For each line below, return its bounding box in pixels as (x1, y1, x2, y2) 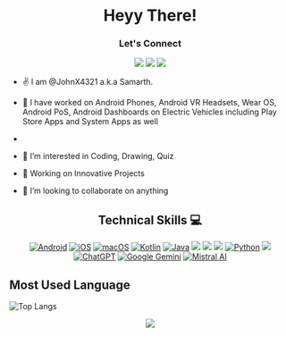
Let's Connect (119, 38, 181, 50)
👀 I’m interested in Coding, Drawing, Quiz (21, 151, 174, 162)
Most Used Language (9, 277, 131, 292)
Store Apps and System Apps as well (21, 116, 159, 127)
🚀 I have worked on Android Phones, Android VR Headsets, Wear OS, (21, 97, 277, 108)
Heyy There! (103, 5, 198, 26)
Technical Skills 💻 (97, 212, 203, 228)
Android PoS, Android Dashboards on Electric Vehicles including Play (21, 106, 277, 117)
